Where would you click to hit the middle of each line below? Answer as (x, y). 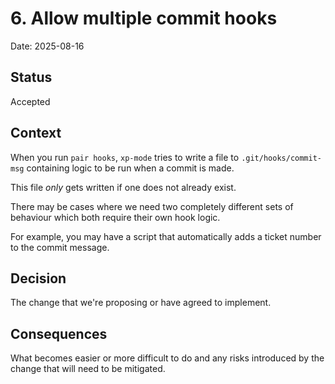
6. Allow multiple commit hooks (144, 18)
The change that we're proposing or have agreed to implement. (141, 303)
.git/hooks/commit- (281, 158)
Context (36, 133)
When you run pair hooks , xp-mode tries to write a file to (125, 157)
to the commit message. (60, 247)
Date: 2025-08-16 (47, 46)
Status (31, 77)
